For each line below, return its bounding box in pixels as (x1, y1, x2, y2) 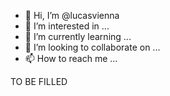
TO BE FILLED (10, 76, 68, 87)
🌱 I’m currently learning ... (24, 31, 132, 42)
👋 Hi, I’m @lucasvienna (24, 10, 120, 21)
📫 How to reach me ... (24, 53, 118, 64)
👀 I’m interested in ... (24, 20, 110, 32)
